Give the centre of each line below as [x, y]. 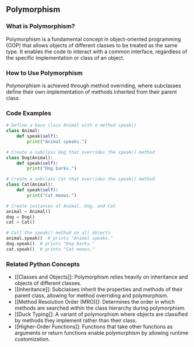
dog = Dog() [20, 217]
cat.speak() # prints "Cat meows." [50, 249]
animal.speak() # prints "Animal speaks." [60, 238]
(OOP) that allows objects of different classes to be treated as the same [92, 45]
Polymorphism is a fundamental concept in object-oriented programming [94, 39]
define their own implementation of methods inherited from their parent [91, 92]
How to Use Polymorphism [45, 73]
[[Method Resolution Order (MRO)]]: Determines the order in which [95, 302]
